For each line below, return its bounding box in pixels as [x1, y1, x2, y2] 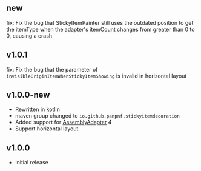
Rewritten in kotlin [15, 106, 61, 113]
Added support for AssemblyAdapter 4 [15, 119, 112, 126]
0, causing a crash [6, 32, 53, 39]
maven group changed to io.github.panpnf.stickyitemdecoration [15, 112, 180, 119]
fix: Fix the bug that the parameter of [6, 65, 98, 73]
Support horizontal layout [15, 125, 79, 132]
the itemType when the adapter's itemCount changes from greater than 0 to [6, 25, 195, 33]
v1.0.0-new [6, 90, 50, 100]
